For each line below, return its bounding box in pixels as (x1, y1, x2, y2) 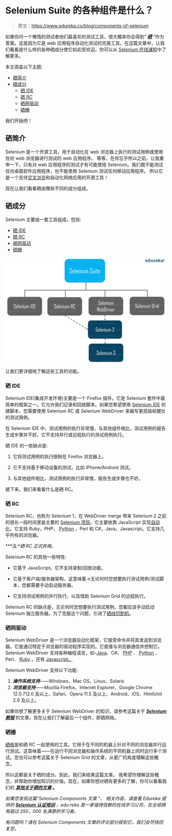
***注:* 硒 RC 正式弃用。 (5, 542, 56, 549)
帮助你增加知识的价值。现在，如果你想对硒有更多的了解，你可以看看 (18, 778, 162, 784)
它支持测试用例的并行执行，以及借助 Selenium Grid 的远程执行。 (12, 593, 148, 599)
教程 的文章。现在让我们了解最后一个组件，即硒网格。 (5, 714, 119, 721)
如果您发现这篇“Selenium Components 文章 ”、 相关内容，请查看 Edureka (5, 795, 161, 801)
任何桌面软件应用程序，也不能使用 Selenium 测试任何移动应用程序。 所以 (5, 168, 159, 174)
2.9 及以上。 (12, 697, 39, 704)
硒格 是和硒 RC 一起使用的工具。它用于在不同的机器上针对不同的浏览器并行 (5, 741, 162, 747)
